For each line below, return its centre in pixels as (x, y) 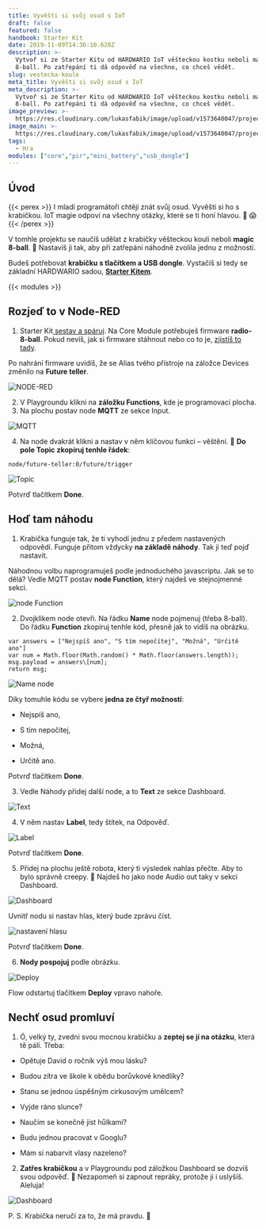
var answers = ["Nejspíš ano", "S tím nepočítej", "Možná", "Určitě (123, 641)
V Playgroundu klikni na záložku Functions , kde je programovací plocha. (138, 402)
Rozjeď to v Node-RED (65, 311)
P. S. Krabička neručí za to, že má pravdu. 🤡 (80, 1215)
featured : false (35, 30)
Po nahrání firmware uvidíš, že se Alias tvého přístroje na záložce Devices (129, 363)
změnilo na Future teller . (48, 371)
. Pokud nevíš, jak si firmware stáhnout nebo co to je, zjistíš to (141, 339)
